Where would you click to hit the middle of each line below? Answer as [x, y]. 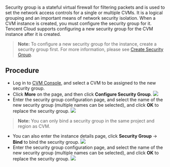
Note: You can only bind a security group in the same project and [86, 120]
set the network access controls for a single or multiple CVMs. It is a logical [84, 13]
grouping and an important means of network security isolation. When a [80, 18]
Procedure [22, 71]
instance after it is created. [33, 34]
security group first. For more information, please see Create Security [91, 49]
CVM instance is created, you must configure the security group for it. [78, 23]
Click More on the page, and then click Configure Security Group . [82, 94]
